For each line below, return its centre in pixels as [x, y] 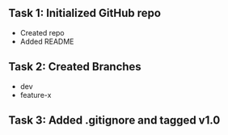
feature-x [36, 95]
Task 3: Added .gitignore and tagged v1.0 [114, 120]
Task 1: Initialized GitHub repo [85, 13]
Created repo [42, 32]
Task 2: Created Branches [75, 67]
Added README [47, 41]
